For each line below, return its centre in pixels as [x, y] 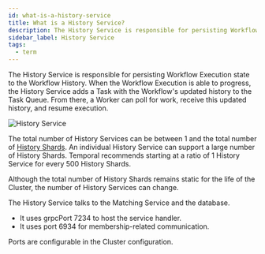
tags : [17, 45]
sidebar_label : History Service [61, 37]
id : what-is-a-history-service [60, 15]
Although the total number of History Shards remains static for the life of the [132, 179]
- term [26, 52]
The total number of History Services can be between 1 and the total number [132, 138]
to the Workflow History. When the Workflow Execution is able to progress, [130, 83]
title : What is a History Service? [67, 23]
